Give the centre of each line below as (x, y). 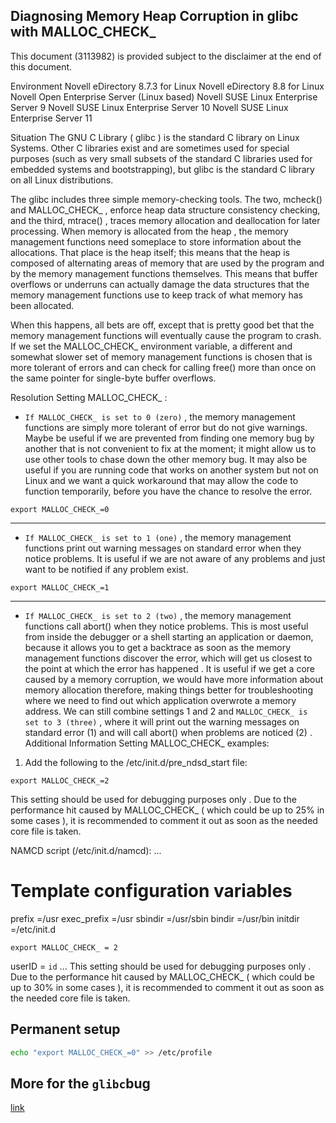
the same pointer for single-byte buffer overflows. (113, 378)
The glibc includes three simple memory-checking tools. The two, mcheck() (166, 199)
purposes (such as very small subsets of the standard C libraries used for (161, 158)
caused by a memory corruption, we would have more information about (174, 679)
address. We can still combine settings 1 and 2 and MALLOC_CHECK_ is (166, 711)
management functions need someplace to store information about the (156, 241)
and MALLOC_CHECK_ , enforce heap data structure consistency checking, (165, 210)
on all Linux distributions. (62, 180)
